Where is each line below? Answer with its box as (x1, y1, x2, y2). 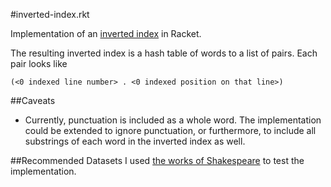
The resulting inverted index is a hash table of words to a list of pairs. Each (10, 47, 318, 59)
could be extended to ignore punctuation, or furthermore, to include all (24, 125, 317, 136)
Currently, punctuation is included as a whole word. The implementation (24, 114, 322, 126)
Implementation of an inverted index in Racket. (10, 28, 202, 39)
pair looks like (10, 58, 68, 69)
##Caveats (10, 95, 56, 106)
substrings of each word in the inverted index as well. (24, 135, 246, 147)
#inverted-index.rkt (10, 9, 90, 20)
